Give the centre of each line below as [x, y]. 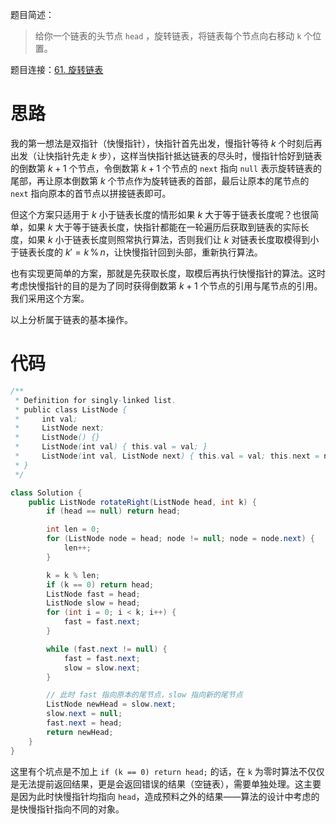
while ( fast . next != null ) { [107, 649]
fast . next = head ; [84, 723]
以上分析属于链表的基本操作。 [71, 319]
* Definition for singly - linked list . [95, 400]
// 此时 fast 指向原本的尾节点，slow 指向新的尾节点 [144, 695]
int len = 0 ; [73, 529]
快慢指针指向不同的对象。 [71, 809]
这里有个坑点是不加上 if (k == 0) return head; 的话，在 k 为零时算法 [154, 771]
